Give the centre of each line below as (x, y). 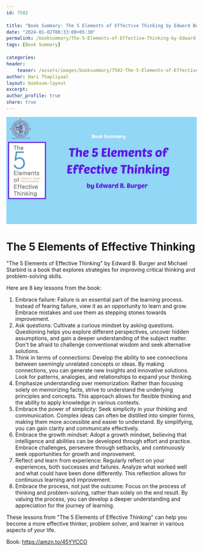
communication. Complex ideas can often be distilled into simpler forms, (105, 415)
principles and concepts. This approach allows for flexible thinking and (103, 396)
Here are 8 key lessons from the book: (54, 288)
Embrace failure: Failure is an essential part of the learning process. (99, 300)
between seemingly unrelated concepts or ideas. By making (89, 364)
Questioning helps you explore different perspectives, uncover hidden (102, 332)
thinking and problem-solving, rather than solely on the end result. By (101, 493)
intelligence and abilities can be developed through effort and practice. (103, 441)
